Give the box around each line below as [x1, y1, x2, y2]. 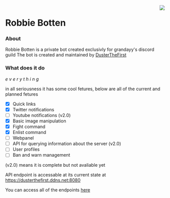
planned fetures [5, 91, 38, 97]
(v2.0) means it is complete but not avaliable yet [5, 162, 105, 168]
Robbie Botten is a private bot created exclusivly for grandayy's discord [5, 46, 154, 52]
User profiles [12, 146, 40, 153]
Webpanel [12, 135, 34, 141]
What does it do [5, 64, 45, 72]
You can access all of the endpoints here [5, 187, 91, 193]
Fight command [12, 123, 46, 130]
